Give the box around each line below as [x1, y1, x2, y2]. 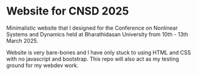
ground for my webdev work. [6, 62, 79, 69]
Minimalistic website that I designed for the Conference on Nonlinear [6, 24, 178, 31]
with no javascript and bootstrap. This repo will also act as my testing [6, 55, 179, 62]
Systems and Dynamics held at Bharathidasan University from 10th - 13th [6, 30, 189, 37]
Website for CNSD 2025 [6, 4, 129, 18]
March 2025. [6, 37, 38, 44]
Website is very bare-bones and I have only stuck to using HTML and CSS [6, 48, 192, 56]
